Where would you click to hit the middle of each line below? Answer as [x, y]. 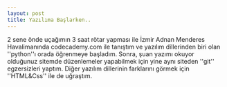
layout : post [26, 13]
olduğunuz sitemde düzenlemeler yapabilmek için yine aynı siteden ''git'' [111, 61]
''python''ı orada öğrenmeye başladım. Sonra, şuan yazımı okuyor [101, 54]
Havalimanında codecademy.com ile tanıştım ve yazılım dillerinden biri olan [114, 47]
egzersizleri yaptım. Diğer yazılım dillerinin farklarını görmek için [98, 69]
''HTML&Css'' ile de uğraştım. [49, 75]
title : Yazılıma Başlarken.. [49, 20]
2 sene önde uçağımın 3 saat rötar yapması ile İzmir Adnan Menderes [106, 39]
